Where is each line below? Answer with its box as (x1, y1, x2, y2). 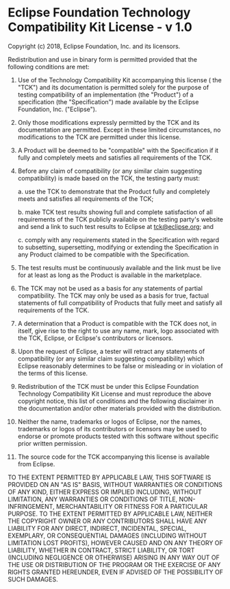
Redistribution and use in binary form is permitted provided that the (8, 55, 198, 63)
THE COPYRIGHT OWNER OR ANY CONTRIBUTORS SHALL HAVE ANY (8, 516, 207, 525)
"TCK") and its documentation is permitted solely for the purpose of (17, 83, 209, 91)
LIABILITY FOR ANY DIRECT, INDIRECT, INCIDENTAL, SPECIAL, (8, 524, 187, 532)
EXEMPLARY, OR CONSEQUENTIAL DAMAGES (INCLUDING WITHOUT (8, 531, 207, 540)
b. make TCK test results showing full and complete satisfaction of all (17, 208, 213, 216)
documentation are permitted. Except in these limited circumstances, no (17, 125, 221, 134)
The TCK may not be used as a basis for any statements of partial (17, 284, 203, 292)
